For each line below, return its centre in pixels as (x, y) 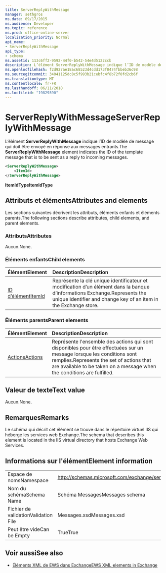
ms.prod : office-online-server (37, 33)
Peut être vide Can (28, 529)
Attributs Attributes (28, 236)
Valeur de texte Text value (45, 390)
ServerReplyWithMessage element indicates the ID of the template (74, 152)
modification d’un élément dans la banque (101, 287)
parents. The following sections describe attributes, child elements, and (77, 218)
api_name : (15, 42)
